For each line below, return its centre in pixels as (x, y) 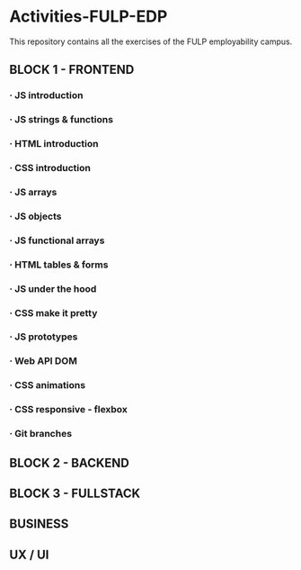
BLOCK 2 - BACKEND (70, 462)
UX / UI (29, 554)
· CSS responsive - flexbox (69, 410)
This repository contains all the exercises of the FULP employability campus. (151, 41)
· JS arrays (33, 192)
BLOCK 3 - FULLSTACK (75, 493)
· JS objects (35, 216)
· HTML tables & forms (59, 265)
